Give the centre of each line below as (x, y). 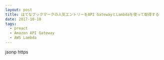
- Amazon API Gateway (32, 33)
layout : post (19, 10)
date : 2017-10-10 (23, 19)
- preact (19, 28)
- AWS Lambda (23, 38)
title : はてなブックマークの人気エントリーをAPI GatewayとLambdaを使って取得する (82, 14)
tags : (11, 24)
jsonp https (17, 52)
